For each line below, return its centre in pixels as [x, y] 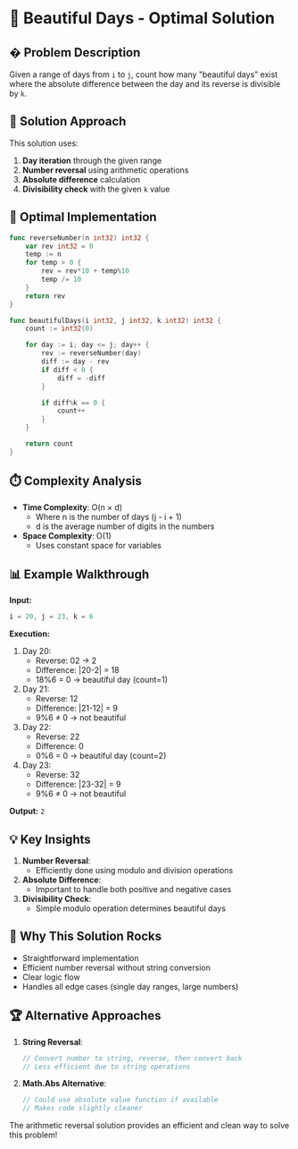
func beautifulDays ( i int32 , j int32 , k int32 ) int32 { [115, 320]
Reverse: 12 [57, 699]
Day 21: [36, 689]
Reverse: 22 [58, 736]
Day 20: [37, 651]
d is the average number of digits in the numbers [125, 526]
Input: [21, 600]
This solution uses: [44, 143]
